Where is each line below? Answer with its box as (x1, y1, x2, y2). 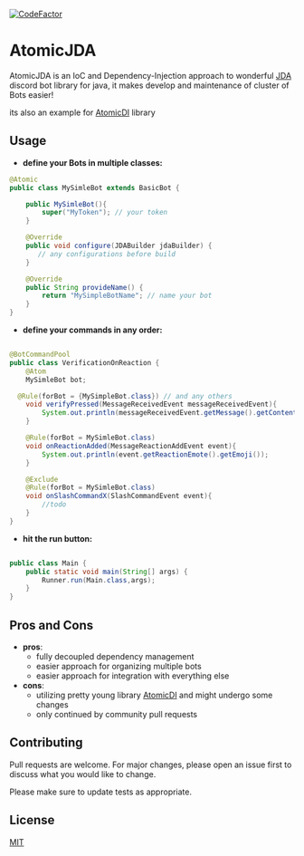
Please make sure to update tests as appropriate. (9, 786, 193, 797)
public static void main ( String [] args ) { (25, 567, 188, 576)
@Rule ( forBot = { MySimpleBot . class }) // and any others (17, 391, 233, 400)
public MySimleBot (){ (25, 199, 107, 208)
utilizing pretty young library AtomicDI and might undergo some (35, 689, 273, 700)
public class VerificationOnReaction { (9, 358, 160, 367)
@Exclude (25, 475, 59, 484)
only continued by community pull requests (35, 708, 198, 719)
